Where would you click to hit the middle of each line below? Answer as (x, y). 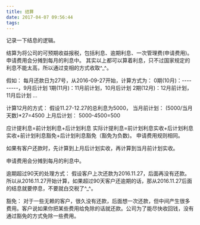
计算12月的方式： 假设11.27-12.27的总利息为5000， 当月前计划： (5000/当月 (99, 108)
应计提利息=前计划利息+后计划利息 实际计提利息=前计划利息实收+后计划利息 (100, 128)
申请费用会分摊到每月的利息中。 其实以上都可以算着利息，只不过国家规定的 (98, 61)
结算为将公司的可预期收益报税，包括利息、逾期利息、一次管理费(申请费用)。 (99, 53)
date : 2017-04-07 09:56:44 (40, 17)
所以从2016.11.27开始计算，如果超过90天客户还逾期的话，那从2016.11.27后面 (99, 181)
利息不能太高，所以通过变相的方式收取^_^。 (59, 68)
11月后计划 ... (22, 95)
